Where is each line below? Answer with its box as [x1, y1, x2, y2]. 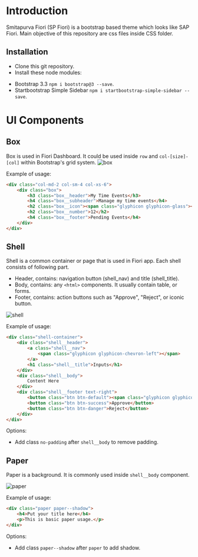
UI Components [6, 113, 84, 127]
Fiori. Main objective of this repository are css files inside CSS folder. [6, 29, 174, 37]
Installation [6, 47, 48, 57]
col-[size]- [159, 153, 189, 160]
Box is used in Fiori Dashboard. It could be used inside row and [6, 152, 158, 160]
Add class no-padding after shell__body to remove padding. [14, 439, 159, 446]
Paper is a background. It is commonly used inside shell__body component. [6, 472, 190, 479]
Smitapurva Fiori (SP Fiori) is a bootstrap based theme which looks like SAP [6, 24, 190, 31]
